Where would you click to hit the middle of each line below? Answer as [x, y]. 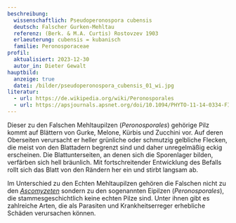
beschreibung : [28, 14]
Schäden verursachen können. [52, 213]
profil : [19, 53]
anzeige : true [34, 79]
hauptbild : [23, 72]
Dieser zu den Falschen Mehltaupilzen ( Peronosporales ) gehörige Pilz [108, 125]
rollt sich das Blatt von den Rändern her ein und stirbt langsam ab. [103, 170]
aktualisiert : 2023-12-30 [52, 60]
